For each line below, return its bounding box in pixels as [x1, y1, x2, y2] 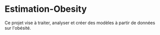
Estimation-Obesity [4, 3, 87, 15]
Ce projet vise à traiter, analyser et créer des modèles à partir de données [4, 20, 156, 26]
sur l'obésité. [4, 25, 31, 31]
